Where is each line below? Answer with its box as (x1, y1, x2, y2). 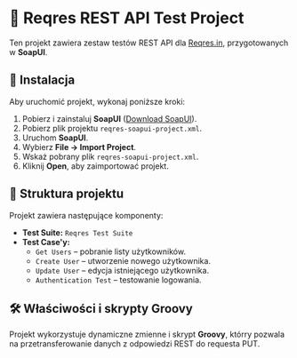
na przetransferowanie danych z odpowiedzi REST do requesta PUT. (9, 338, 261, 349)
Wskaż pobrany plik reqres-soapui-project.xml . (21, 151, 199, 162)
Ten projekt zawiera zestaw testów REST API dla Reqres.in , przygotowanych (9, 37, 289, 48)
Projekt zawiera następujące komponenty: (9, 210, 164, 220)
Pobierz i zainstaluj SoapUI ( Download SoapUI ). (21, 113, 197, 123)
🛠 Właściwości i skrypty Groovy (9, 301, 193, 316)
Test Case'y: (21, 236, 70, 247)
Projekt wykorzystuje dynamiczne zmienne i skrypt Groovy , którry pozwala (9, 329, 285, 340)
